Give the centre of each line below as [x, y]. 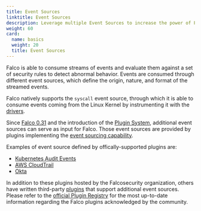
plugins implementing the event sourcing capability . [70, 135]
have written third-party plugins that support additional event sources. [93, 189]
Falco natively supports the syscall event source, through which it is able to [100, 98]
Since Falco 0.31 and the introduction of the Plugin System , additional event [99, 123]
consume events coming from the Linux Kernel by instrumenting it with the [98, 105]
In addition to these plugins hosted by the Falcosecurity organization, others [100, 182]
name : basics [28, 39]
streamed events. [28, 87]
